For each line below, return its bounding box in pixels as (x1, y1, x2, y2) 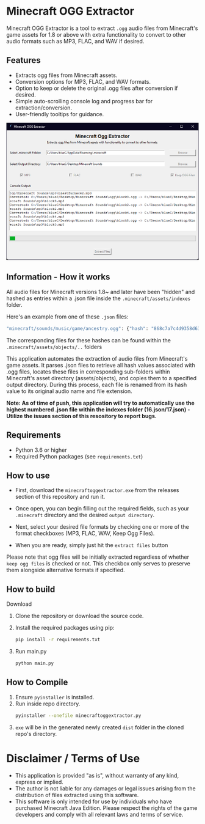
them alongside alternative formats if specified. (6, 567, 125, 574)
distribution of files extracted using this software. (15, 791, 139, 798)
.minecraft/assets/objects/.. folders (6, 343, 103, 350)
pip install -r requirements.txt (15, 637, 101, 643)
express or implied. (15, 778, 64, 785)
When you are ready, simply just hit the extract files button (15, 542, 168, 549)
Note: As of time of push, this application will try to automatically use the (6, 399, 195, 406)
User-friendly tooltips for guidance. (15, 110, 104, 117)
